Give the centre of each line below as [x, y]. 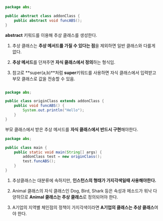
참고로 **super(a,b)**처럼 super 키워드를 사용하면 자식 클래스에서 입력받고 [84, 72]
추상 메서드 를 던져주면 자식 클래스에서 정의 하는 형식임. [64, 62]
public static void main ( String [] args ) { [58, 152]
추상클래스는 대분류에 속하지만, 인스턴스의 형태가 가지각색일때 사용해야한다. [84, 180]
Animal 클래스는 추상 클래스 [56, 197]
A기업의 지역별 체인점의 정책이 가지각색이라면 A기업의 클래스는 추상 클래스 [83, 207]
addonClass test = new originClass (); [62, 157]
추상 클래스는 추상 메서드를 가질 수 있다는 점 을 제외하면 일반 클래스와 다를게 [84, 45]
